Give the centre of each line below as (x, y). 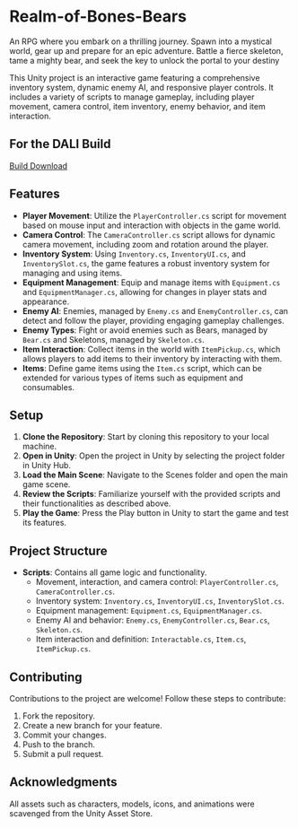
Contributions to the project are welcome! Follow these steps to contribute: (148, 698)
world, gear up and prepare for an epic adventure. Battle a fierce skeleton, (146, 50)
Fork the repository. (59, 716)
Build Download (39, 166)
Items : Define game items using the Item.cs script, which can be (142, 368)
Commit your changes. (64, 735)
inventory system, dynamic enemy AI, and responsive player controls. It (141, 87)
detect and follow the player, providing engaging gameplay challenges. (153, 320)
